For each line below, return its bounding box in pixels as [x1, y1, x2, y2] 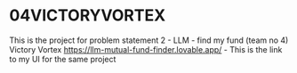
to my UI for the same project [9, 53, 116, 64]
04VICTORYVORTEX [9, 5, 166, 26]
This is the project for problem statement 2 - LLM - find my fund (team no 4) [9, 35, 289, 45]
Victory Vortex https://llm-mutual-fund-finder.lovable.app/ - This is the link [9, 44, 283, 54]
